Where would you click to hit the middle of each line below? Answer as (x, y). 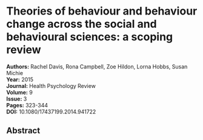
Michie (15, 73)
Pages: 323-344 (27, 105)
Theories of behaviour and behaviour (102, 11)
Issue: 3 (17, 99)
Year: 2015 (20, 79)
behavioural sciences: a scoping (90, 37)
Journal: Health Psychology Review (51, 85)
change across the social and (82, 24)
